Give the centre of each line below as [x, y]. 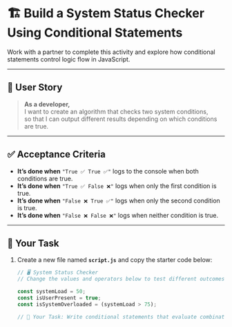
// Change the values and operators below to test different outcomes [121, 279]
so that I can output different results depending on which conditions [120, 119]
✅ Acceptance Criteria [56, 155]
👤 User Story [35, 87]
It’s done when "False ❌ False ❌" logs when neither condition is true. [118, 215]
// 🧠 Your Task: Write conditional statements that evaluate [107, 317]
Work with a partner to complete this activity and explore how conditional [111, 52]
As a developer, [47, 104]
